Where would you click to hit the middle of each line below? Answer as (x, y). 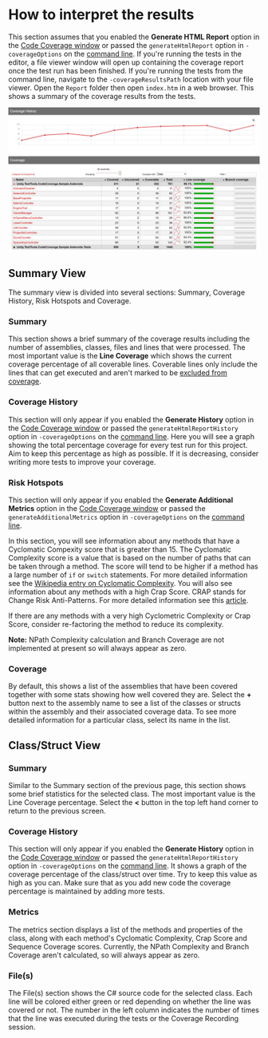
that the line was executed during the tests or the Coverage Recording (124, 1018)
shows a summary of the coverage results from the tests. (102, 96)
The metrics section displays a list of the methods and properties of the (126, 929)
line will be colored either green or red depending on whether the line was (130, 1001)
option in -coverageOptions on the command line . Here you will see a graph (132, 436)
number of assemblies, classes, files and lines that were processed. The (127, 347)
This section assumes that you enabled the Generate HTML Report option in (134, 37)
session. (22, 1027)
